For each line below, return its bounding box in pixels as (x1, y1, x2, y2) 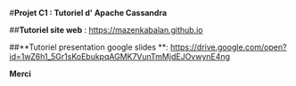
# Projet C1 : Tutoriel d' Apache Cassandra (9, 8, 168, 18)
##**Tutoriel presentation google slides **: (9, 42, 169, 52)
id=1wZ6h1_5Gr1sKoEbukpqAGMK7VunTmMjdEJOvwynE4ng (9, 51, 230, 61)
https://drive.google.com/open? (170, 42, 287, 52)
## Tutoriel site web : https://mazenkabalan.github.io (9, 25, 203, 35)
